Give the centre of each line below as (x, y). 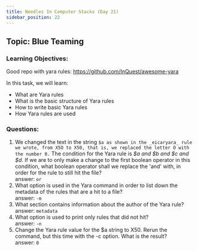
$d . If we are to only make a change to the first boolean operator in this (102, 160)
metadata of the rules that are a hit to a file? (68, 192)
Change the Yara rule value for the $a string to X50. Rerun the (91, 230)
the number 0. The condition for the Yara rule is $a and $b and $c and (102, 154)
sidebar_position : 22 (33, 17)
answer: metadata (36, 211)
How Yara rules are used (45, 114)
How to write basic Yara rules (51, 108)
